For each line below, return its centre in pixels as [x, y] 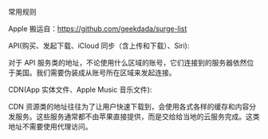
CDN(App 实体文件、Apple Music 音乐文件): [80, 89]
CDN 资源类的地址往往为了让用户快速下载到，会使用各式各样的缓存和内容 [129, 107]
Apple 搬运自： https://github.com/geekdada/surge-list [98, 29]
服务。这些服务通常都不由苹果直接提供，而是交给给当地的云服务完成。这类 [137, 117]
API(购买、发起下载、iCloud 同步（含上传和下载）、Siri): [99, 46]
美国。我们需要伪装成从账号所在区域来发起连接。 [95, 73]
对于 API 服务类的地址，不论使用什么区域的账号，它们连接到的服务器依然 [128, 63]
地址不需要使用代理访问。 [50, 127]
